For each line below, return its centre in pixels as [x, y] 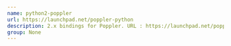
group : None [24, 32]
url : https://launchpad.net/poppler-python [70, 20]
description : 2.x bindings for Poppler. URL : [75, 26]
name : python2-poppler [40, 13]
